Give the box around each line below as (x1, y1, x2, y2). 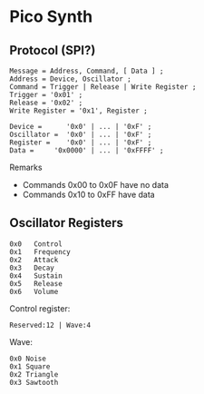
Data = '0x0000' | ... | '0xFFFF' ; (9, 146, 165, 155)
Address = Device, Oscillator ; (9, 74, 131, 84)
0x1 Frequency (9, 247, 71, 256)
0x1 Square (9, 361, 51, 371)
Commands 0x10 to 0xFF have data (22, 189, 156, 200)
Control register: (9, 302, 71, 314)
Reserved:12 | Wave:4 (9, 320, 92, 330)
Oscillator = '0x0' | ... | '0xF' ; (9, 130, 152, 139)
